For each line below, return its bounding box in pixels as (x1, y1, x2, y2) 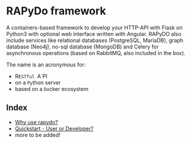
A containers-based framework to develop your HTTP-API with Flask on (6, 24, 183, 31)
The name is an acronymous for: (6, 61, 86, 68)
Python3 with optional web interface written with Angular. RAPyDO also (6, 30, 182, 37)
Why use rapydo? (14, 118, 58, 126)
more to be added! (14, 131, 61, 138)
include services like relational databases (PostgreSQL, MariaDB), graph (6, 36, 184, 44)
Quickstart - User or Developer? (14, 124, 94, 132)
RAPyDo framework (6, 4, 106, 18)
